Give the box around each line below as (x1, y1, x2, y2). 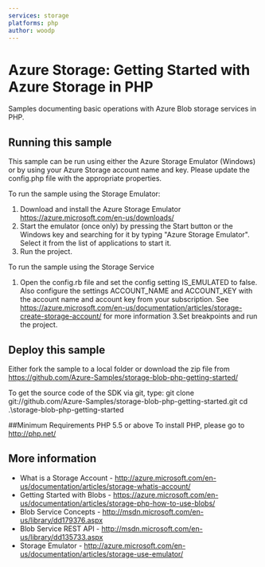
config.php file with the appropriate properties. (8, 174, 162, 183)
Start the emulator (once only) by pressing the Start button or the (19, 221, 233, 231)
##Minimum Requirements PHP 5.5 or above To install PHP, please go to (8, 420, 245, 430)
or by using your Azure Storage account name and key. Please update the (8, 165, 251, 175)
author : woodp (8, 26, 56, 34)
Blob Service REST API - (19, 523, 100, 534)
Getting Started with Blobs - (19, 490, 111, 499)
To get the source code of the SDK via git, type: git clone (8, 388, 195, 397)
